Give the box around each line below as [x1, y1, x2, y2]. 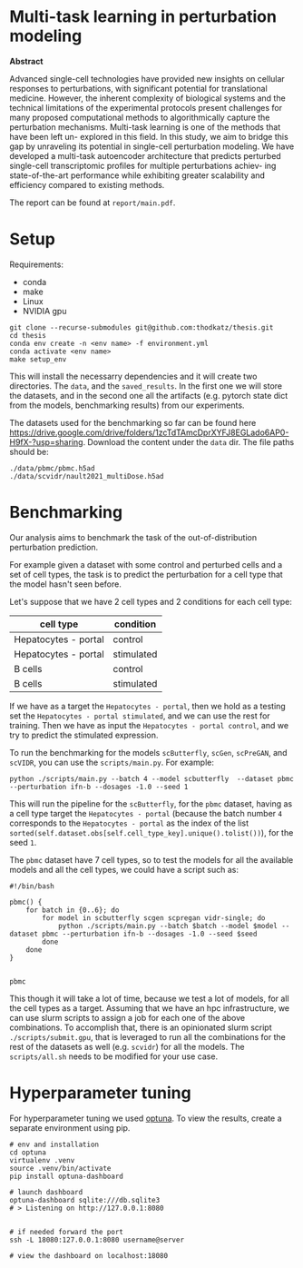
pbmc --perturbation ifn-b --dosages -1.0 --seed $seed [42, 929, 258, 938]
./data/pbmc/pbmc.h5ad [9, 463, 95, 473]
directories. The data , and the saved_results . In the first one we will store [9, 380, 283, 391]
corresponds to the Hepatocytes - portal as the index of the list [9, 817, 249, 828]
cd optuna [9, 1147, 47, 1157]
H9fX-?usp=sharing [9, 436, 83, 447]
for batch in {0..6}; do [25, 906, 120, 915]
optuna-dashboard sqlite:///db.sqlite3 [9, 1195, 161, 1204]
